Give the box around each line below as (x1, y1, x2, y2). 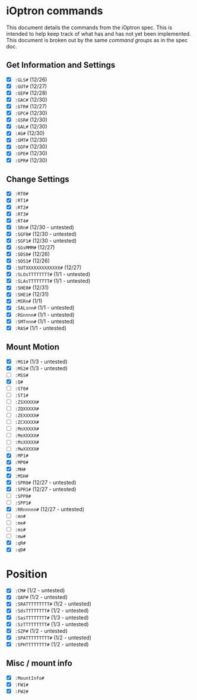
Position (6, 567, 47, 581)
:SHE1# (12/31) (14, 290, 49, 298)
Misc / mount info (6, 658, 72, 668)
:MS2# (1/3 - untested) (14, 364, 68, 371)
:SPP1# (14, 500, 31, 506)
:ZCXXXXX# (14, 420, 40, 426)
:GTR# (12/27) (14, 103, 47, 110)
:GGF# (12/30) (14, 143, 47, 150)
